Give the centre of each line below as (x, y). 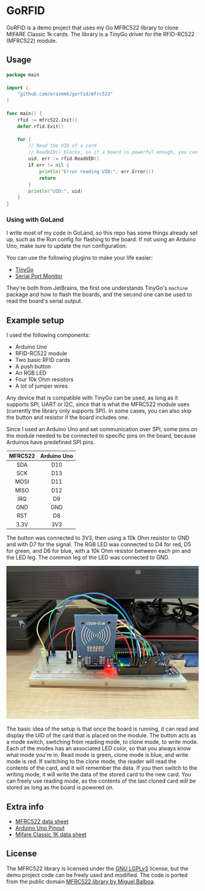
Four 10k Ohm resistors (44, 380)
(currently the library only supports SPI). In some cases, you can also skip (99, 411)
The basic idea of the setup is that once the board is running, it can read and (103, 729)
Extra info (25, 807)
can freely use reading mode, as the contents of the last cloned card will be (101, 781)
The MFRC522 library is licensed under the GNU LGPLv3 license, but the (97, 868)
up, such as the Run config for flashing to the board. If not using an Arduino (101, 239)
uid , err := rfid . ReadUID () (64, 159)
